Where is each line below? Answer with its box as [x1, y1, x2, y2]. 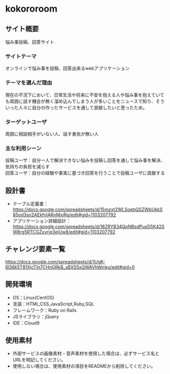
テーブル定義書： [12, 201, 48, 207]
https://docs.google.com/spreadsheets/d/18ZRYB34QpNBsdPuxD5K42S [12, 224, 165, 229]
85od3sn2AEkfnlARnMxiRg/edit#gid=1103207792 [12, 212, 116, 218]
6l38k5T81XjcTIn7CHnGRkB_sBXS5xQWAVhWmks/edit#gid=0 [5, 264, 135, 270]
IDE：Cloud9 [12, 320, 40, 326]
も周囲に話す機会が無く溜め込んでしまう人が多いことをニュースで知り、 [5, 98, 156, 104]
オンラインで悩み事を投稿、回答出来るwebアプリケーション [5, 65, 130, 72]
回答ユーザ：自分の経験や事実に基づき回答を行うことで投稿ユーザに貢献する [5, 170, 165, 176]
